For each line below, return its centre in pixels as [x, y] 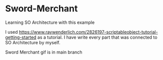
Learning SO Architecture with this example [50, 22]
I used [12, 32]
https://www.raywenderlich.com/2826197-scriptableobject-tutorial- [89, 32]
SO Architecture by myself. [33, 42]
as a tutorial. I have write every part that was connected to [97, 37]
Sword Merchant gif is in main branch [44, 52]
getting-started [21, 37]
